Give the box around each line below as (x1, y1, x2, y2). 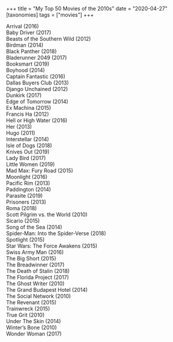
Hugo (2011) (6, 129, 35, 136)
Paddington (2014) (6, 186, 51, 193)
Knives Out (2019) (6, 148, 50, 155)
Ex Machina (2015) (6, 105, 51, 111)
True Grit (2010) (6, 311, 45, 318)
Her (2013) (6, 123, 32, 130)
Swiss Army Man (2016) (6, 249, 64, 256)
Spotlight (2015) (6, 236, 45, 243)
